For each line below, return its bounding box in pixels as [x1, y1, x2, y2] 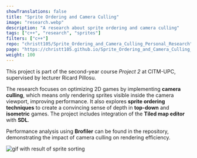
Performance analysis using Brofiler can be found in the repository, [6, 128, 169, 135]
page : [6, 47, 19, 52]
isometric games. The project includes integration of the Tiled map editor [6, 110, 185, 117]
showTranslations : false [6, 8, 67, 15]
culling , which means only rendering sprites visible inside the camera [6, 92, 174, 99]
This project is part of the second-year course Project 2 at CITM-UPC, [6, 68, 176, 75]
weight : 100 [6, 52, 35, 58]
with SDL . [6, 116, 29, 123]
